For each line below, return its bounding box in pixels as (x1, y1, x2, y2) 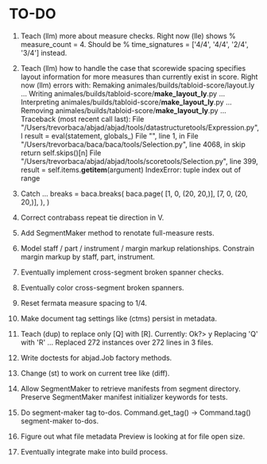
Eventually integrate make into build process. (20, 446, 168, 456)
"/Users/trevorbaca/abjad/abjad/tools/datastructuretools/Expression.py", (20, 123, 260, 132)
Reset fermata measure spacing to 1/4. (20, 298, 148, 307)
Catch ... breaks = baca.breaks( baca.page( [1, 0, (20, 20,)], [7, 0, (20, (20, 189, 249, 198)
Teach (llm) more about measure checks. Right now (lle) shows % (20, 31, 237, 41)
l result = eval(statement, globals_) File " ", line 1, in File (20, 131, 199, 140)
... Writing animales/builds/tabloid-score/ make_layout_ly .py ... (20, 88, 226, 98)
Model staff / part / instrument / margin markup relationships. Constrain (20, 244, 255, 253)
